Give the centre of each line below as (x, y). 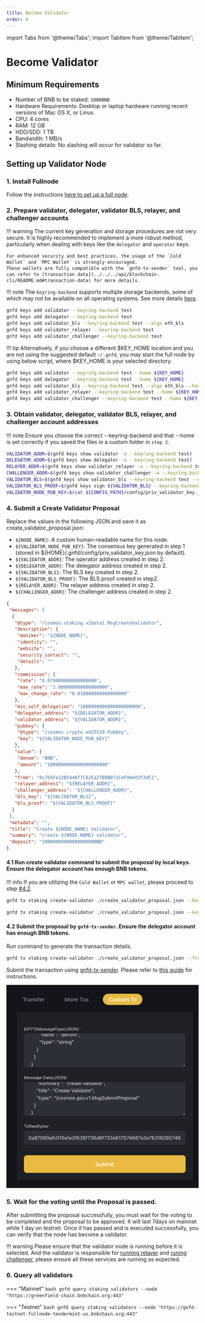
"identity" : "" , (38, 642)
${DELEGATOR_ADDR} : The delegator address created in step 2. (91, 566)
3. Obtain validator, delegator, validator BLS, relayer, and (92, 414)
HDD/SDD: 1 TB (34, 132)
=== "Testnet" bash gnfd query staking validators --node (81, 1307)
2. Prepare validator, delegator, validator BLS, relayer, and (93, 211)
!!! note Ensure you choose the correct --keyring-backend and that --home (100, 435)
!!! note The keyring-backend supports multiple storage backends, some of (100, 292)
